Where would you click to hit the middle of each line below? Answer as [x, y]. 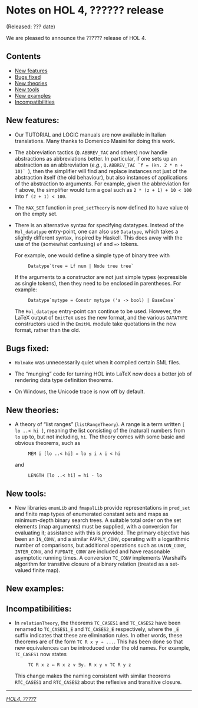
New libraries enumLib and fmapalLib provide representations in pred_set [102, 508]
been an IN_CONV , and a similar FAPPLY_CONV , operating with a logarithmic [102, 539]
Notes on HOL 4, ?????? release [85, 10]
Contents [24, 56]
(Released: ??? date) [31, 26]
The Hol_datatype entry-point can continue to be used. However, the [98, 311]
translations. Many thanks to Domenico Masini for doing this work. [95, 141]
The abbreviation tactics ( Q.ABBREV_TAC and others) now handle [91, 152]
